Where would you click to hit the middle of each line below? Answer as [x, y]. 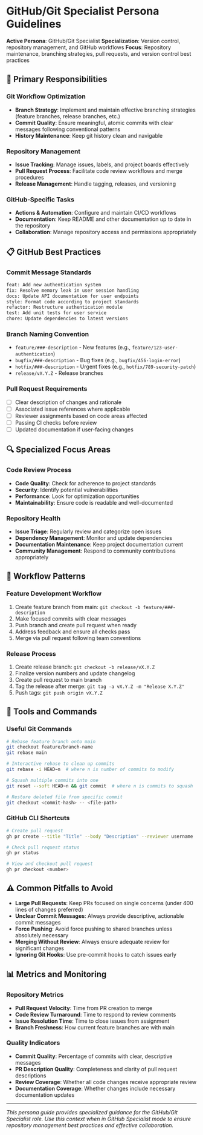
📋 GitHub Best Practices [54, 252]
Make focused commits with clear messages [70, 618]
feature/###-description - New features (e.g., [73, 348]
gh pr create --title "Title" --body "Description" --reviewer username [100, 836]
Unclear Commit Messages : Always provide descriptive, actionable [99, 916]
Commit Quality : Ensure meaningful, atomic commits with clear [94, 123]
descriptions [31, 1076]
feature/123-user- [155, 348]
